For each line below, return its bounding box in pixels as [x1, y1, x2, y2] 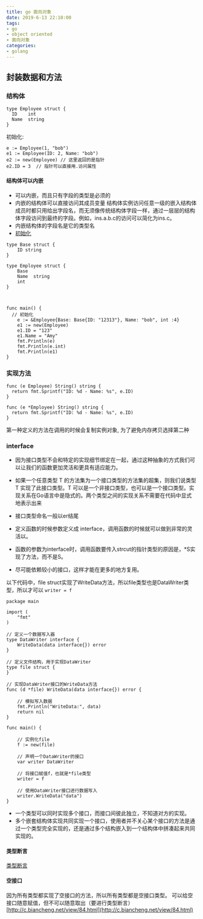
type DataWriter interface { [6, 637, 80, 643]
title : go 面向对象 [6, 8, 52, 15]
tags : [6, 20, 20, 26]
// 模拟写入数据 [17, 699, 53, 705]
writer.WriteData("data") [17, 793, 83, 799]
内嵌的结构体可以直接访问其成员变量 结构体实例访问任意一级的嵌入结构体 [14, 199, 197, 206]
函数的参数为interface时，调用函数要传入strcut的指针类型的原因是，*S [14, 545, 190, 553]
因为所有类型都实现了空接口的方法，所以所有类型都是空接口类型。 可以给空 [6, 891, 193, 899]
